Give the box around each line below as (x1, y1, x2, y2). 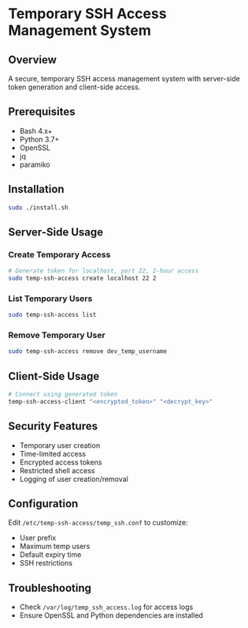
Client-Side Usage (8, 369, 100, 383)
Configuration (8, 497, 79, 510)
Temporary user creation (19, 440, 101, 450)
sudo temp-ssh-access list (8, 311, 97, 319)
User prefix (19, 533, 57, 543)
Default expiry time (19, 550, 82, 559)
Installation (8, 182, 65, 196)
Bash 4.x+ (19, 126, 53, 135)
